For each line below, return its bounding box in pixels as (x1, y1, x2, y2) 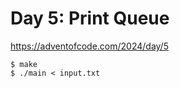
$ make (10, 59, 38, 69)
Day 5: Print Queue (10, 7, 170, 30)
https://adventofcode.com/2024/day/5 (10, 40, 169, 52)
